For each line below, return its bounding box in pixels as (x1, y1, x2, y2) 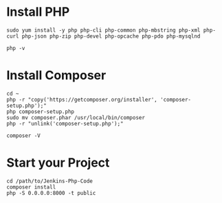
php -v (6, 45, 25, 51)
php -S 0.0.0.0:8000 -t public (6, 189, 96, 196)
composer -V (6, 132, 41, 139)
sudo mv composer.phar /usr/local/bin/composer (6, 114, 146, 121)
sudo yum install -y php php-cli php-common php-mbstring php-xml (6, 27, 201, 34)
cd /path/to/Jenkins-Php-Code (6, 178, 93, 184)
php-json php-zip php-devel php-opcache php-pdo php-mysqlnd (21, 32, 201, 40)
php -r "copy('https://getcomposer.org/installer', (6, 96, 157, 103)
